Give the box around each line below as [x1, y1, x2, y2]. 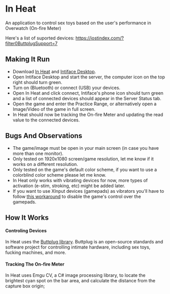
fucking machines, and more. [5, 249, 66, 256]
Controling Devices [5, 227, 47, 233]
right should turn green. [12, 79, 62, 85]
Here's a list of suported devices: [5, 35, 75, 41]
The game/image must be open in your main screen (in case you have [12, 145, 159, 151]
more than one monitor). [12, 150, 63, 156]
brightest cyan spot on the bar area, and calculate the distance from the [5, 278, 156, 284]
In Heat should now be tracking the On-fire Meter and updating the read [12, 111, 163, 117]
